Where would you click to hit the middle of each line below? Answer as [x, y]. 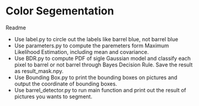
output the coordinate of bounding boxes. [66, 84]
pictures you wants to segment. [53, 96]
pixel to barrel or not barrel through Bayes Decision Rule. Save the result [103, 65]
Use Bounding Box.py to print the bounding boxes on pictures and [96, 77]
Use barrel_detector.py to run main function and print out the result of [100, 90]
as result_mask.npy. [39, 71]
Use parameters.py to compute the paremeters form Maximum [91, 46]
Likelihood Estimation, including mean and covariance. [82, 52]
